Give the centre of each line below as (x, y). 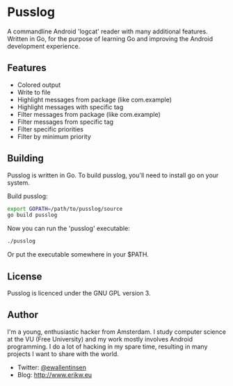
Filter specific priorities (50, 129)
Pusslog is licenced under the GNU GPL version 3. (79, 293)
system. (18, 182)
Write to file (34, 92)
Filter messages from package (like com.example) (89, 114)
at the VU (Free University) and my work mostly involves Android (100, 339)
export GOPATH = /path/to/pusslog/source (65, 209)
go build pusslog (32, 215)
